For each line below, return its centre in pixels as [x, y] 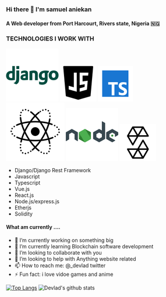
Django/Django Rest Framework [53, 170]
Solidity [24, 214]
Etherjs [23, 207]
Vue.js [22, 189]
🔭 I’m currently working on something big [64, 240]
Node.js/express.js [37, 201]
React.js [24, 195]
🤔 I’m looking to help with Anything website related [75, 259]
